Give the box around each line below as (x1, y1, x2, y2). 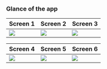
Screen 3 (72, 20, 98, 28)
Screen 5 (40, 45, 66, 53)
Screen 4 (9, 45, 35, 53)
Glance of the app (6, 5, 58, 13)
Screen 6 (72, 45, 98, 53)
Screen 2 (40, 20, 66, 28)
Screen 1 (9, 20, 35, 28)
